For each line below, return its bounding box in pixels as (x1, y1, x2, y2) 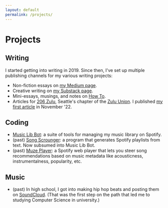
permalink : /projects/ (5, 12, 53, 17)
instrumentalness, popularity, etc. (12, 158, 82, 164)
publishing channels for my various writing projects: (5, 73, 113, 79)
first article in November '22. (12, 104, 72, 110)
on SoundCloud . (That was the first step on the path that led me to (12, 192, 150, 198)
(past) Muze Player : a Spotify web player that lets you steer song (12, 148, 147, 154)
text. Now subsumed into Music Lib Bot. (12, 142, 96, 149)
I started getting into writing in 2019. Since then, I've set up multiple (5, 67, 145, 73)
